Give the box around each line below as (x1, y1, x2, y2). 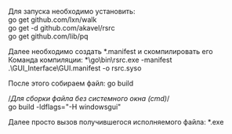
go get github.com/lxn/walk (8, 15, 97, 24)
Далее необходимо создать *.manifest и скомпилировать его (8, 47, 213, 56)
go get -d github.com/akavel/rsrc (8, 24, 115, 32)
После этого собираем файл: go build (8, 78, 134, 88)
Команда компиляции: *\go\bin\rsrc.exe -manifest (8, 55, 172, 64)
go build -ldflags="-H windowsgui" (8, 102, 121, 111)
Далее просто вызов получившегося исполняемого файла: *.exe (8, 118, 224, 126)
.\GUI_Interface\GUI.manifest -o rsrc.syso (8, 63, 142, 73)
